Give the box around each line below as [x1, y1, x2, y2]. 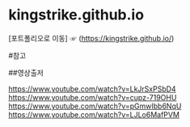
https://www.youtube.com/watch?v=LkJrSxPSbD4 [8, 83, 176, 94]
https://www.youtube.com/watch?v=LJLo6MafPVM [8, 109, 180, 119]
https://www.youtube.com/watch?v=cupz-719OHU [8, 92, 177, 102]
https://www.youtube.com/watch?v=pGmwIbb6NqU [8, 101, 182, 111]
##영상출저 [8, 67, 44, 78]
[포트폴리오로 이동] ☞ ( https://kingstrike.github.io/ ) [8, 33, 175, 43]
